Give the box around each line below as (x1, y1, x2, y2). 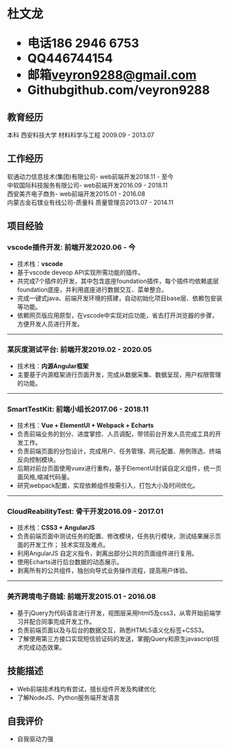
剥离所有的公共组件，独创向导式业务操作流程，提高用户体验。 (16, 566, 192, 574)
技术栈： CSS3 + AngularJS (16, 524, 95, 532)
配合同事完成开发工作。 (29, 617, 96, 625)
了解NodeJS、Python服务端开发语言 (16, 693, 120, 702)
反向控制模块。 (16, 456, 60, 464)
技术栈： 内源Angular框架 (16, 361, 89, 370)
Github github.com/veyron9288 (27, 82, 210, 98)
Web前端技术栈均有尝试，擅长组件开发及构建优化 (16, 684, 156, 693)
